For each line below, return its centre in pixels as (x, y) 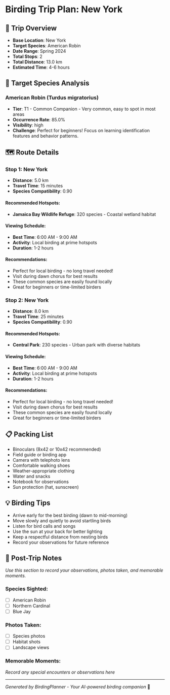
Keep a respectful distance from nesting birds (60, 536)
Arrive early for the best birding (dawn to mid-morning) (70, 515)
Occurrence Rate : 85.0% (39, 119)
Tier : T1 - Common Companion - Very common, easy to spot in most (84, 109)
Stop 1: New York (27, 169)
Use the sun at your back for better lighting (57, 531)
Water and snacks (31, 476)
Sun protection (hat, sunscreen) (46, 487)
